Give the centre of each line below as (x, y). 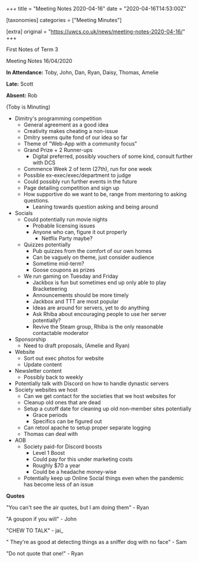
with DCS (44, 162)
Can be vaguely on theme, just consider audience (93, 257)
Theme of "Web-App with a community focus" (80, 144)
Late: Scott (20, 84)
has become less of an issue (59, 484)
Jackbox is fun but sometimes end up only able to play (99, 282)
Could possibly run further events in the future (80, 181)
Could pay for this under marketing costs (83, 459)
